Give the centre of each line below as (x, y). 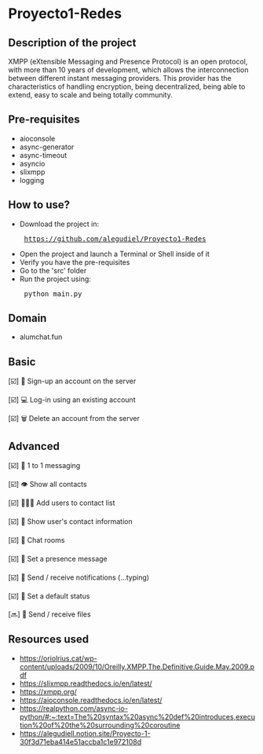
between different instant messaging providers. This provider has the (120, 78)
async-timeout (43, 155)
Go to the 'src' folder (53, 270)
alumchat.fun (41, 337)
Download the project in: (59, 224)
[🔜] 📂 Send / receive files (50, 614)
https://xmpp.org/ (48, 691)
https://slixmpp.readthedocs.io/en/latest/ (86, 683)
